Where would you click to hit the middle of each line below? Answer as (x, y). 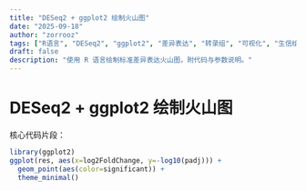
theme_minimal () (48, 177)
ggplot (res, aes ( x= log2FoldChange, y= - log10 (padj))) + (116, 160)
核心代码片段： (37, 135)
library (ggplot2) (42, 152)
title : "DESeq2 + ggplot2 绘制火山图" (80, 18)
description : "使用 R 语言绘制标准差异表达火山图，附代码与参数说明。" (131, 60)
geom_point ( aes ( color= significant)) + (92, 169)
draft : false (34, 52)
